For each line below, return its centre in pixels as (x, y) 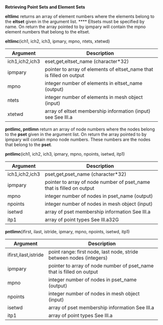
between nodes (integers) (78, 258)
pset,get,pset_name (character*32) (86, 174)
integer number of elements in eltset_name (94, 83)
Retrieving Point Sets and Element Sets (45, 7)
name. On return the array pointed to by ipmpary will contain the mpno (75, 27)
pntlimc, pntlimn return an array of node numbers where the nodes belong (80, 129)
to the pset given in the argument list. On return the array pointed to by (76, 134)
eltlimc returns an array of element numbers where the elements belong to (80, 16)
